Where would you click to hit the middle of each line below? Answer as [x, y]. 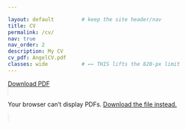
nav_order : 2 [26, 45]
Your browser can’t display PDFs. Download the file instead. [92, 104]
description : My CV [36, 51]
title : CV [22, 26]
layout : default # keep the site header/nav [85, 19]
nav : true [22, 38]
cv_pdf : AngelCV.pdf [37, 58]
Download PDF [29, 84]
